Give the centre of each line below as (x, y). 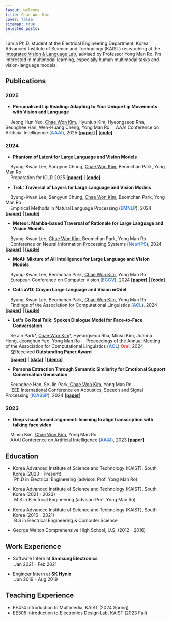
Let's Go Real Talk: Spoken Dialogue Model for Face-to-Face (78, 320)
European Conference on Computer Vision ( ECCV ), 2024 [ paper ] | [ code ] (88, 280)
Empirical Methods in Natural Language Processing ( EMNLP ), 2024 (81, 208)
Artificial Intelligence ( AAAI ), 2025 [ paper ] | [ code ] (59, 132)
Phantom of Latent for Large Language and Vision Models (75, 157)
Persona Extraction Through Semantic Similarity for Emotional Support (89, 369)
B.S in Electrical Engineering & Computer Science (66, 521)
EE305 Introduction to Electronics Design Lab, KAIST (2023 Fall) (80, 613)
